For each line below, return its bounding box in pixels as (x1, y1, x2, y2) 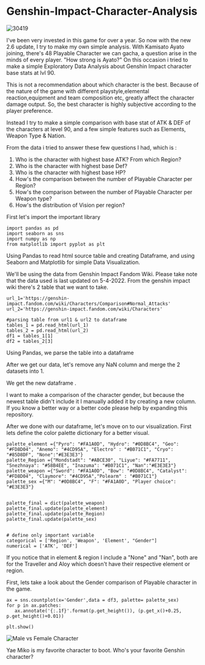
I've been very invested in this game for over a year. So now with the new (6, 36, 192, 44)
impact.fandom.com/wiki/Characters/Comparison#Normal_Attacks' (6, 301, 171, 307)
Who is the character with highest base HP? (15, 169, 126, 176)
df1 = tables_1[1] (6, 332, 53, 339)
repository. (6, 410, 34, 418)
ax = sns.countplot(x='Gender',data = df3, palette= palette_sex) (6, 597, 179, 603)
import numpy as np (6, 236, 56, 242)
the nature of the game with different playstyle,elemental (6, 87, 150, 94)
